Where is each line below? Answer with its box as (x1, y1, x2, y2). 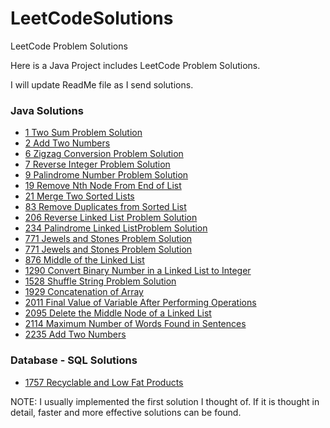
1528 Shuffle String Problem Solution (24, 275, 177, 287)
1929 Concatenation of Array (24, 286, 144, 298)
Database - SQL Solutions (10, 353, 138, 367)
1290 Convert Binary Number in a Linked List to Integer (24, 265, 252, 277)
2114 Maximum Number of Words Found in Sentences (24, 318, 247, 330)
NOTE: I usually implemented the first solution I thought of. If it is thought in (10, 395, 320, 407)
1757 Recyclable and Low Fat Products (24, 376, 184, 388)
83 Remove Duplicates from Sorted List (24, 201, 187, 213)
